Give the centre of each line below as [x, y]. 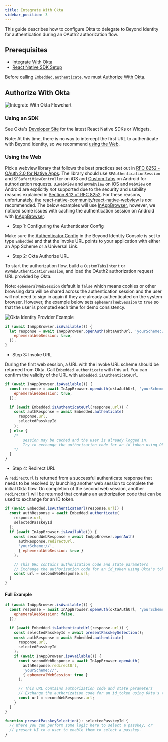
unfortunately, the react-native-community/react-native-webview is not [78, 200]
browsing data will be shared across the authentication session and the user [84, 291]
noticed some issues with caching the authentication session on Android [80, 210]
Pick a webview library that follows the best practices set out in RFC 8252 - [83, 168]
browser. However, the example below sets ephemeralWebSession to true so [82, 302]
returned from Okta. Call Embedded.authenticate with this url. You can [76, 370]
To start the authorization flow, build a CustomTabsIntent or [65, 266]
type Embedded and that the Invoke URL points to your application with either [83, 241]
